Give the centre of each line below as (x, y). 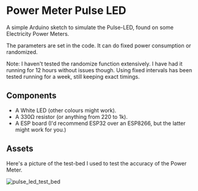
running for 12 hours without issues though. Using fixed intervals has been (99, 70)
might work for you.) (41, 129)
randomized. (22, 52)
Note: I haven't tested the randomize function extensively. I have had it (94, 64)
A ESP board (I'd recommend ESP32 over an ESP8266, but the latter (100, 123)
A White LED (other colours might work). (66, 110)
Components (31, 95)
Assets (20, 149)
